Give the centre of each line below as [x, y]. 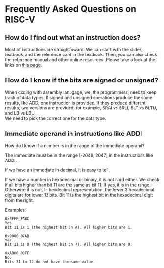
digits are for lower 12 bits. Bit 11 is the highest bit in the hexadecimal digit [79, 195]
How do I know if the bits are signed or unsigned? [82, 80]
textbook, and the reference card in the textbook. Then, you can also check [81, 54]
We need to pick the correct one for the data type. [56, 118]
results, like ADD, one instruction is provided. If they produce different [75, 103]
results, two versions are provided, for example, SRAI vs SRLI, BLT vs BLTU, [81, 108]
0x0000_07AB [17, 236]
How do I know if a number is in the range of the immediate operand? [75, 145]
